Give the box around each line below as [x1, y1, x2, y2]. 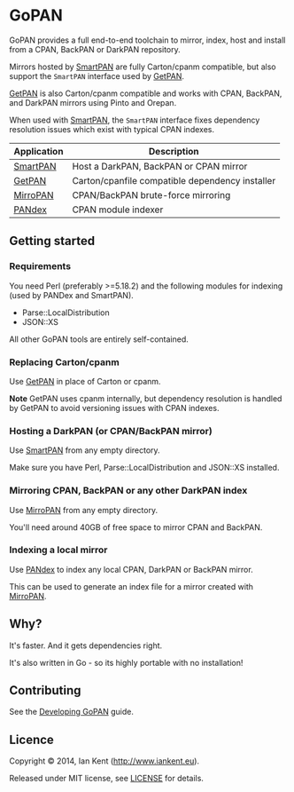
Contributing [9, 683, 81, 698]
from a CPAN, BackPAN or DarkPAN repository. [9, 44, 182, 54]
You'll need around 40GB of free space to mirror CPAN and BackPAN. [9, 521, 263, 533]
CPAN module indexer [72, 203, 164, 216]
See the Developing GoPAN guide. [9, 707, 135, 717]
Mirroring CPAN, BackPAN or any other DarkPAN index [9, 485, 248, 497]
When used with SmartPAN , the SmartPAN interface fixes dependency [9, 115, 260, 125]
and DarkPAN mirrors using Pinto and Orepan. [9, 97, 177, 107]
